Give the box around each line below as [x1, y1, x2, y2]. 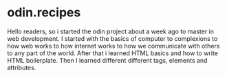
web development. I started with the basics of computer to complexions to [7, 34, 218, 42]
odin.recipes [7, 5, 81, 20]
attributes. [7, 63, 36, 72]
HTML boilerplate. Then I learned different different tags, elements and [7, 56, 208, 64]
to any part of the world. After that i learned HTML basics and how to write [7, 49, 219, 57]
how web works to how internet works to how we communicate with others [7, 42, 220, 50]
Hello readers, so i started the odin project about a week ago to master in [7, 27, 215, 35]
